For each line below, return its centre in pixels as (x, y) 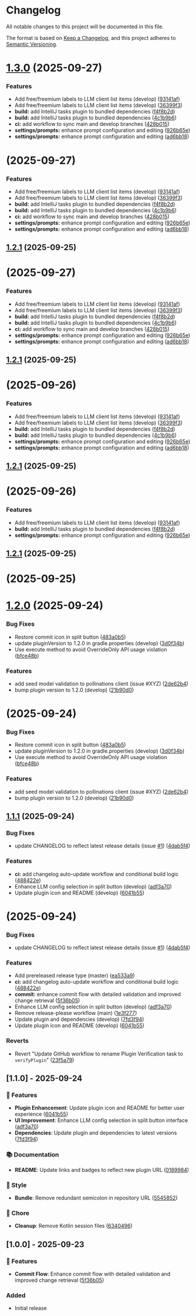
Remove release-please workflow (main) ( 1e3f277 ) (76, 1013)
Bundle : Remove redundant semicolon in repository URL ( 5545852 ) (96, 1198)
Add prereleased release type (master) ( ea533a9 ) (75, 976)
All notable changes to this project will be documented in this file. (85, 26)
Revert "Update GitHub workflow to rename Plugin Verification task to (99, 1054)
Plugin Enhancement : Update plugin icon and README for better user (99, 1108)
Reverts (18, 1041)
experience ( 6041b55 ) (41, 1114)
